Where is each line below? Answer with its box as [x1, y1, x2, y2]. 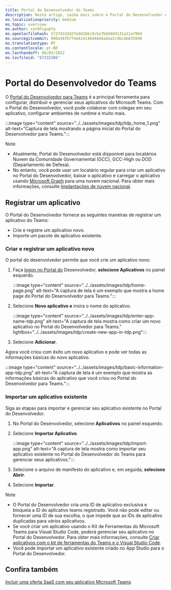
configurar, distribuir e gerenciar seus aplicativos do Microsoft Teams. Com [5, 99, 164, 105]
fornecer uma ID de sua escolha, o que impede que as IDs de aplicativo [12, 512, 163, 518]
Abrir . [12, 471, 25, 478]
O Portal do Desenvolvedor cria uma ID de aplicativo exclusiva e [12, 502, 148, 508]
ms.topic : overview [5, 21, 47, 27]
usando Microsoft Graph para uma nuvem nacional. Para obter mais [12, 178, 155, 184]
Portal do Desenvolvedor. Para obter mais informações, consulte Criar [12, 534, 160, 540]
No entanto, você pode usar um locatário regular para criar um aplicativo [12, 167, 165, 173]
